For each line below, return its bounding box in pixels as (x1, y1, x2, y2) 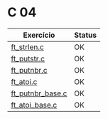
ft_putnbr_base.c (11, 88, 67, 98)
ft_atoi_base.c (11, 100, 58, 110)
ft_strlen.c (11, 42, 44, 52)
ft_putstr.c (11, 53, 45, 63)
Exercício (23, 30, 55, 40)
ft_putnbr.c (11, 65, 48, 75)
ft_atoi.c (11, 76, 38, 86)
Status (74, 30, 97, 40)
